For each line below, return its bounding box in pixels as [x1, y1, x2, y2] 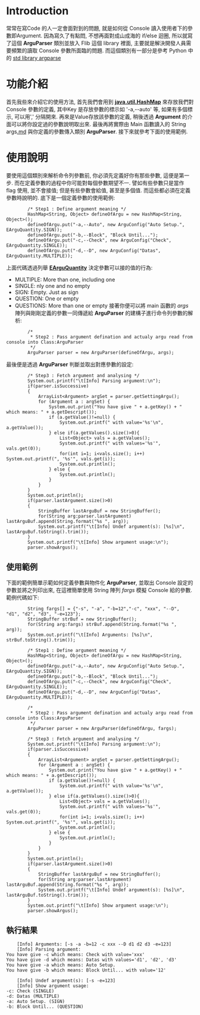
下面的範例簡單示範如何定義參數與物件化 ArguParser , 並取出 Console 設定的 [6, 579, 193, 586]
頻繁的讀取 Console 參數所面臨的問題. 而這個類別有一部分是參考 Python [11, 46, 187, 54]
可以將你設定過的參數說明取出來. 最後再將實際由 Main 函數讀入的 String [11, 120, 186, 127]
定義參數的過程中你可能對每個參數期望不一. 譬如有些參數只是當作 [24, 179, 185, 186]
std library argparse [12, 54, 61, 61]
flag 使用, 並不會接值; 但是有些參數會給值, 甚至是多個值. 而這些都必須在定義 [6, 186, 191, 194]
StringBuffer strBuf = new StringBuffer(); [27, 616, 137, 622]
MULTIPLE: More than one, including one [14, 275, 115, 283]
